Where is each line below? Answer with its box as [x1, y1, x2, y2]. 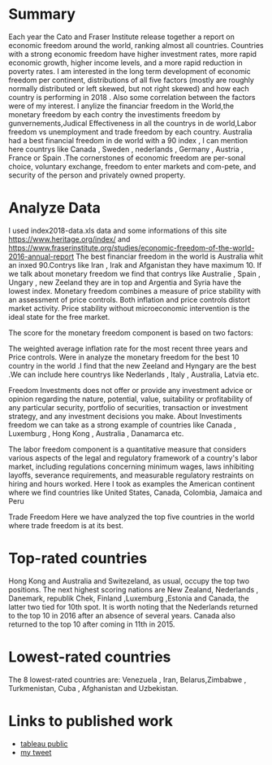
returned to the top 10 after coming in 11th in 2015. [8, 619, 175, 629]
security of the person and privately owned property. [8, 170, 186, 180]
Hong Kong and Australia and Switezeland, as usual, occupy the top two [8, 575, 250, 586]
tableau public [19, 738, 68, 749]
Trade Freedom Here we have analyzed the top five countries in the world [8, 512, 255, 522]
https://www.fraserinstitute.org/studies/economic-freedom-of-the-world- [8, 243, 255, 252]
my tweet [19, 747, 52, 757]
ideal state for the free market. [8, 312, 110, 321]
